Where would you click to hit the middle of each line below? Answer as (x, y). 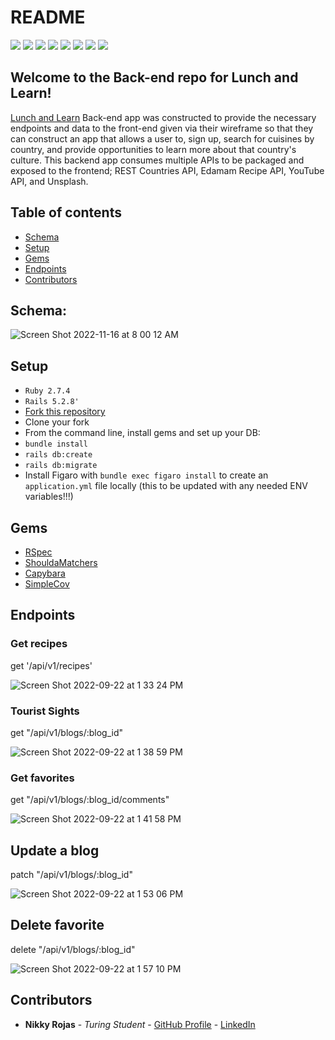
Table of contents (66, 212)
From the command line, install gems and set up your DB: (142, 433)
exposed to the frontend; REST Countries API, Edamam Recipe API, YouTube (167, 170)
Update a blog (55, 850)
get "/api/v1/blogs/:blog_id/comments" (90, 800)
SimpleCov (47, 584)
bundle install (56, 444)
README (48, 17)
